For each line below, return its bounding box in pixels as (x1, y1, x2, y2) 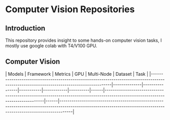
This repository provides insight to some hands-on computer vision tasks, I (5, 37, 162, 43)
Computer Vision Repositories (5, 4, 135, 15)
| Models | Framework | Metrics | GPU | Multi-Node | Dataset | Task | (5, 71, 149, 77)
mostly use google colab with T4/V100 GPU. (5, 43, 97, 49)
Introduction (5, 24, 46, 33)
